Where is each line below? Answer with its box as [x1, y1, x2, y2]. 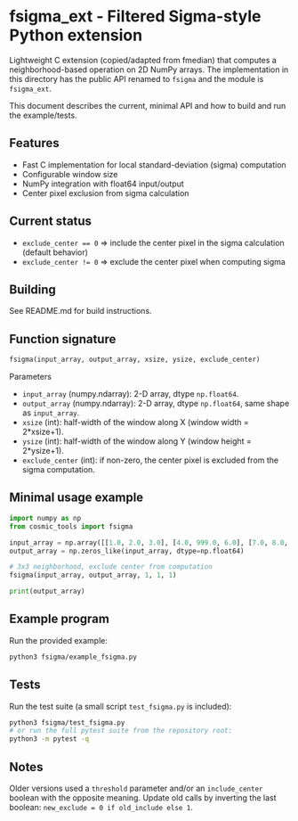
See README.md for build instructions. [9, 306, 153, 316]
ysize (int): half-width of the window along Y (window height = [21, 436, 252, 447]
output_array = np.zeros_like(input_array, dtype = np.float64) [9, 546, 245, 555]
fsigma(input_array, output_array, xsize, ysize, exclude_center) [9, 355, 261, 365]
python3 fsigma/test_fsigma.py [9, 718, 125, 727]
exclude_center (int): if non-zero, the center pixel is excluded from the [21, 455, 278, 465]
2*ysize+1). [21, 446, 64, 456]
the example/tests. [9, 110, 77, 120]
